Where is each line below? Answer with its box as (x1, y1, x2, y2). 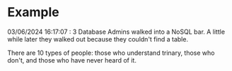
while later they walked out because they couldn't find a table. (7, 34, 189, 43)
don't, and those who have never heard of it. (7, 56, 137, 64)
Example (7, 4, 59, 20)
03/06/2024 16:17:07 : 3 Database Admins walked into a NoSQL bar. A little (7, 27, 225, 36)
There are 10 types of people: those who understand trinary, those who (7, 49, 215, 57)
